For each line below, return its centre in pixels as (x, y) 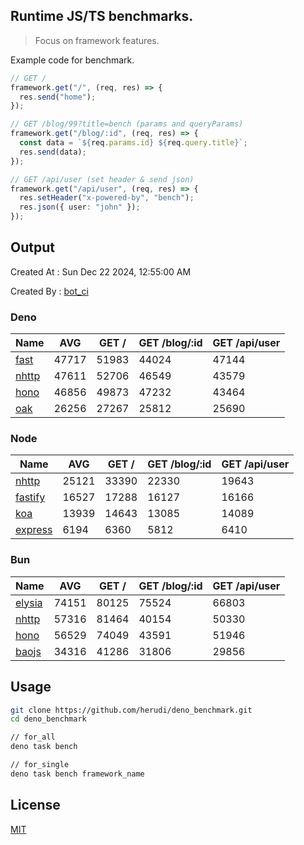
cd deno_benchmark (48, 719)
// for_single (40, 765)
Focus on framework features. (97, 40)
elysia (29, 602)
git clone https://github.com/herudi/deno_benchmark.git (131, 710)
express (34, 530)
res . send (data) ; (53, 152)
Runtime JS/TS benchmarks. (102, 16)
